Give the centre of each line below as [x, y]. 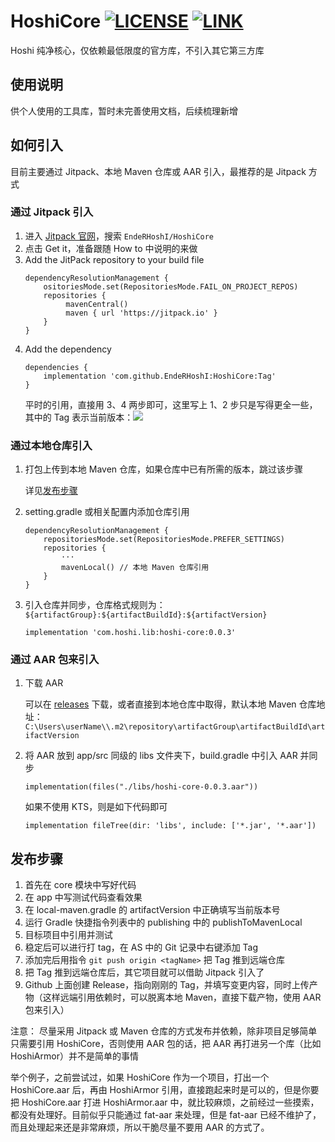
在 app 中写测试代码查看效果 [83, 897]
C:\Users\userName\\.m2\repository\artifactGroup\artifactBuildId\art [175, 727]
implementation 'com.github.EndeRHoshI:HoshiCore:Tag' [160, 376]
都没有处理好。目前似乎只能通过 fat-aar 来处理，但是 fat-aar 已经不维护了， [166, 1115]
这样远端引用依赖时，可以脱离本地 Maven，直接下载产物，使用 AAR [182, 997]
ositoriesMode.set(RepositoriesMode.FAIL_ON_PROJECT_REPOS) [171, 286]
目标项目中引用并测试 [68, 935]
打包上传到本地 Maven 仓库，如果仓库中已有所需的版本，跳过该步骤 [164, 469]
